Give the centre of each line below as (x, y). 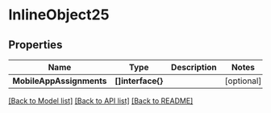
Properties (35, 45)
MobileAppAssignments (60, 81)
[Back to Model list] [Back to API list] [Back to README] (101, 101)
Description (194, 67)
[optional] (243, 81)
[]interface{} (139, 81)
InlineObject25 (59, 15)
